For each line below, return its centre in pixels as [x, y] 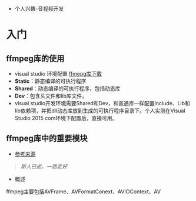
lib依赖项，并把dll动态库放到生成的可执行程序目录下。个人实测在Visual [100, 111]
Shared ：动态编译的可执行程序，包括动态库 [67, 88]
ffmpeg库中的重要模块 [47, 139]
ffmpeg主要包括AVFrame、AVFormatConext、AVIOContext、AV [83, 192]
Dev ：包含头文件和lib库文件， [51, 96]
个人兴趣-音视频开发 [39, 9]
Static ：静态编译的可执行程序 [50, 81]
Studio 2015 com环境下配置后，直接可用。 [66, 118]
